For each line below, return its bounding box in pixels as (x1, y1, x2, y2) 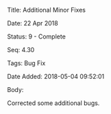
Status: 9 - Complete (7, 32, 66, 41)
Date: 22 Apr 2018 (7, 19, 58, 27)
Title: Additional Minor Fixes (7, 6, 86, 14)
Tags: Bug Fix (7, 59, 46, 67)
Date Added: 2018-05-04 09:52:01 (7, 72, 105, 80)
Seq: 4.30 (7, 46, 35, 54)
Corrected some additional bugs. (7, 99, 100, 107)
